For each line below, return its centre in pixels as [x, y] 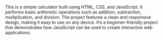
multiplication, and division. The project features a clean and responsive [78, 17]
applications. [18, 33]
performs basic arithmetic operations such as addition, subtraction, [73, 12]
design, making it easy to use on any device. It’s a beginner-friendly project [81, 22]
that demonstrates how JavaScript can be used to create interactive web [79, 27]
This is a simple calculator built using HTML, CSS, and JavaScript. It [74, 7]
